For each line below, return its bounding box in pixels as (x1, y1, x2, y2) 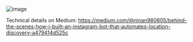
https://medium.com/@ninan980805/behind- (78, 17, 188, 23)
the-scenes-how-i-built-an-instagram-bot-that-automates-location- (6, 23, 171, 30)
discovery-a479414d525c (6, 29, 69, 36)
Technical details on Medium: (6, 17, 77, 23)
